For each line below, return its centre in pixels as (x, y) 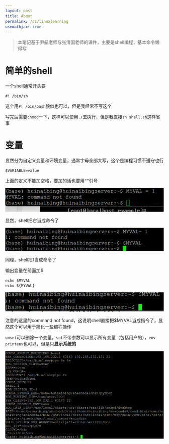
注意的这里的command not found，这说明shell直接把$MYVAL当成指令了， (82, 320)
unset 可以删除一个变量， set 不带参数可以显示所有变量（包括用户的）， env (80, 337)
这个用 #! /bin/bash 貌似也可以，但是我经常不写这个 (58, 106)
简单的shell (29, 71)
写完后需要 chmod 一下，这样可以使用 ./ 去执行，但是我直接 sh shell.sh (76, 117)
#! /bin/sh (17, 96)
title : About (19, 16)
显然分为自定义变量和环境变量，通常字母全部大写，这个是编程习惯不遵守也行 (84, 161)
